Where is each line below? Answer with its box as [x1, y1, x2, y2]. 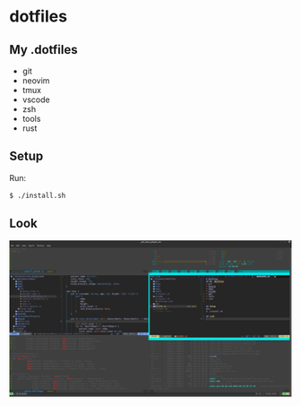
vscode [21, 94, 51, 105]
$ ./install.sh [9, 191, 66, 200]
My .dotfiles [9, 42, 78, 57]
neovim [21, 75, 50, 86]
